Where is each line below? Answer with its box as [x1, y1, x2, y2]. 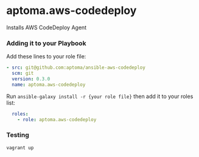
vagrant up [6, 144, 34, 151]
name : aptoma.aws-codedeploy [12, 82, 86, 88]
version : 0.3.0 [12, 75, 51, 82]
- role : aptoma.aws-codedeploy [17, 116, 97, 122]
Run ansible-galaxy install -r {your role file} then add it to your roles [6, 92, 194, 100]
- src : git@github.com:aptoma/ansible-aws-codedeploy [6, 65, 146, 71]
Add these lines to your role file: [6, 53, 86, 60]
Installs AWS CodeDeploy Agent [6, 24, 87, 31]
